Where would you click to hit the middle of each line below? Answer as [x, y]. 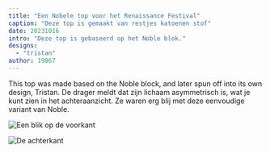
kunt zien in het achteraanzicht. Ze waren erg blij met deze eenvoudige [127, 101]
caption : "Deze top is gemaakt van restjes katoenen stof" [110, 23]
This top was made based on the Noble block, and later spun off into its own [135, 83]
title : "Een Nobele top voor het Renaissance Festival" [104, 16]
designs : [23, 46]
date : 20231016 [34, 31]
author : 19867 [32, 61]
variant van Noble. [39, 109]
